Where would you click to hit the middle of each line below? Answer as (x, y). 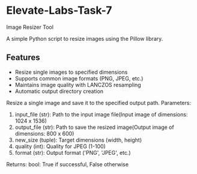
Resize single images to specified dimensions (71, 72)
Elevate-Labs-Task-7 (59, 10)
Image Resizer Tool (30, 27)
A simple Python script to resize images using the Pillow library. (85, 38)
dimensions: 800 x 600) (44, 133)
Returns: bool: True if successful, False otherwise (68, 164)
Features (23, 58)
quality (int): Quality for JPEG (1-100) (60, 146)
